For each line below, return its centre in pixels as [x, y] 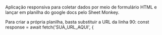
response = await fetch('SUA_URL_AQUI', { [49, 27]
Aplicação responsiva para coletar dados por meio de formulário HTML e [81, 7]
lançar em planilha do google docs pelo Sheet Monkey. [62, 12]
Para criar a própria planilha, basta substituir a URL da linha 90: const [77, 22]
